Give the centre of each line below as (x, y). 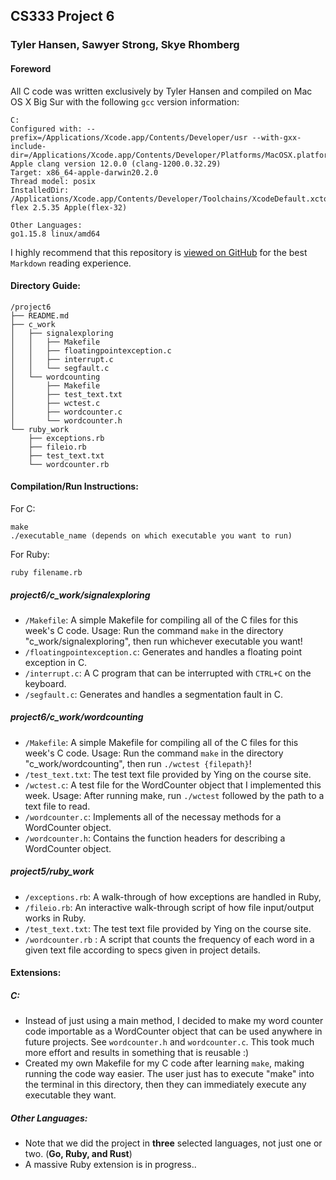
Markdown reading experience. (71, 263)
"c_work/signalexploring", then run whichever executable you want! (163, 641)
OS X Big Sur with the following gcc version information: (125, 101)
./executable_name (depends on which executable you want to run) (151, 535)
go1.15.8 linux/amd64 (55, 234)
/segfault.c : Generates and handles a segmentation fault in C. (153, 694)
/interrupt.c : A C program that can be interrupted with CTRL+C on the (168, 673)
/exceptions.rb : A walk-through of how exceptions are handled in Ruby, (173, 896)
